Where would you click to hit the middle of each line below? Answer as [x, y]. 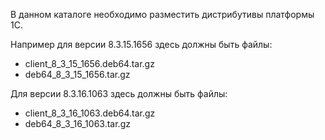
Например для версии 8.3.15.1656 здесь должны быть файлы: [141, 44]
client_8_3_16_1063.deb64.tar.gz [90, 113]
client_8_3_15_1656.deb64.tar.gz [89, 63]
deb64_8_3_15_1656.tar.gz [77, 74]
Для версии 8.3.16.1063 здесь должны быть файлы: [119, 93]
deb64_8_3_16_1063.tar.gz [77, 123]
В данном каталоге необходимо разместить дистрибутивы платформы [162, 14]
